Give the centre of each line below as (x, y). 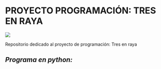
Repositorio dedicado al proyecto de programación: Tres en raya (71, 44)
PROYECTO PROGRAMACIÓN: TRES (81, 11)
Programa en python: (39, 60)
